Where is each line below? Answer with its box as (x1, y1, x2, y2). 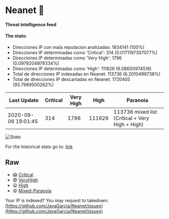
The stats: (5, 33, 27, 39)
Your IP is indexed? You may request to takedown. (5, 197, 109, 203)
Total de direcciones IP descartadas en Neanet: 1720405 (12, 76, 131, 82)
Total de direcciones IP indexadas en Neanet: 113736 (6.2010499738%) (12, 70, 161, 77)
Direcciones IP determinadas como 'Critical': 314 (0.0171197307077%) (12, 49, 157, 55)
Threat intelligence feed (5, 21, 57, 27)
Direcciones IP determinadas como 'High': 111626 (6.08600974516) (12, 65, 152, 71)
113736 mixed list (113, 108, 157, 115)
